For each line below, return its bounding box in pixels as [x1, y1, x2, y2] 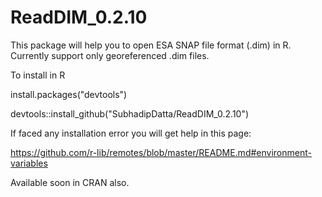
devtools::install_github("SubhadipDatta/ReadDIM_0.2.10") [10, 107, 250, 120]
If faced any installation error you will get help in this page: [10, 127, 252, 139]
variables [10, 157, 48, 169]
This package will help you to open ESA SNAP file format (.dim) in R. [10, 39, 292, 51]
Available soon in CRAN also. [10, 176, 130, 188]
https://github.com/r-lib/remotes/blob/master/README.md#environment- [10, 146, 312, 158]
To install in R [10, 69, 66, 81]
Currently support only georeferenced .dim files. [10, 49, 210, 61]
